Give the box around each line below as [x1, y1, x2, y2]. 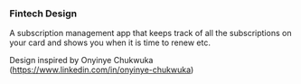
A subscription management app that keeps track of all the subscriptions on [9, 28, 292, 39]
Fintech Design [9, 7, 78, 20]
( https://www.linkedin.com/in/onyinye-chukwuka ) [9, 64, 194, 75]
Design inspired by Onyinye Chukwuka [9, 55, 154, 66]
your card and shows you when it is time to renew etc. [9, 37, 211, 48]
